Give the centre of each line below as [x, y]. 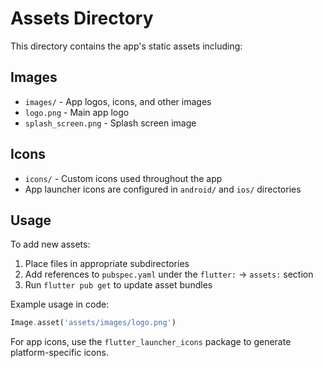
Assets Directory [82, 18]
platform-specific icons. [59, 353]
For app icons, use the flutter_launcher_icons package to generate [151, 342]
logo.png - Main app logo [77, 112]
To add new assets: [50, 244]
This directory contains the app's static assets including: [126, 46]
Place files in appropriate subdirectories [107, 264]
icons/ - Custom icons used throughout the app [123, 178]
